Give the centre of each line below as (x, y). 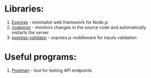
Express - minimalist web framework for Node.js (60, 22)
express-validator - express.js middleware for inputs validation (74, 38)
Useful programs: (41, 57)
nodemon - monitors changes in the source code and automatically (79, 27)
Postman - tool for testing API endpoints (52, 70)
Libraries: (24, 9)
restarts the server (30, 32)
